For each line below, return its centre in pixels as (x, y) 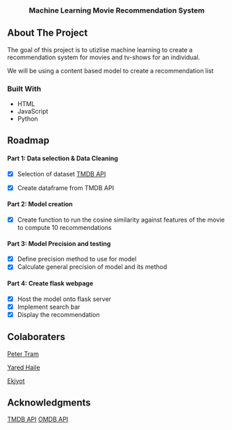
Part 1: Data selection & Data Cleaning (63, 158)
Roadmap (28, 140)
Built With (24, 89)
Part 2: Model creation (40, 204)
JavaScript (33, 112)
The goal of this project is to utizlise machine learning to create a (100, 49)
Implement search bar (49, 307)
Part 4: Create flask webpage (50, 283)
